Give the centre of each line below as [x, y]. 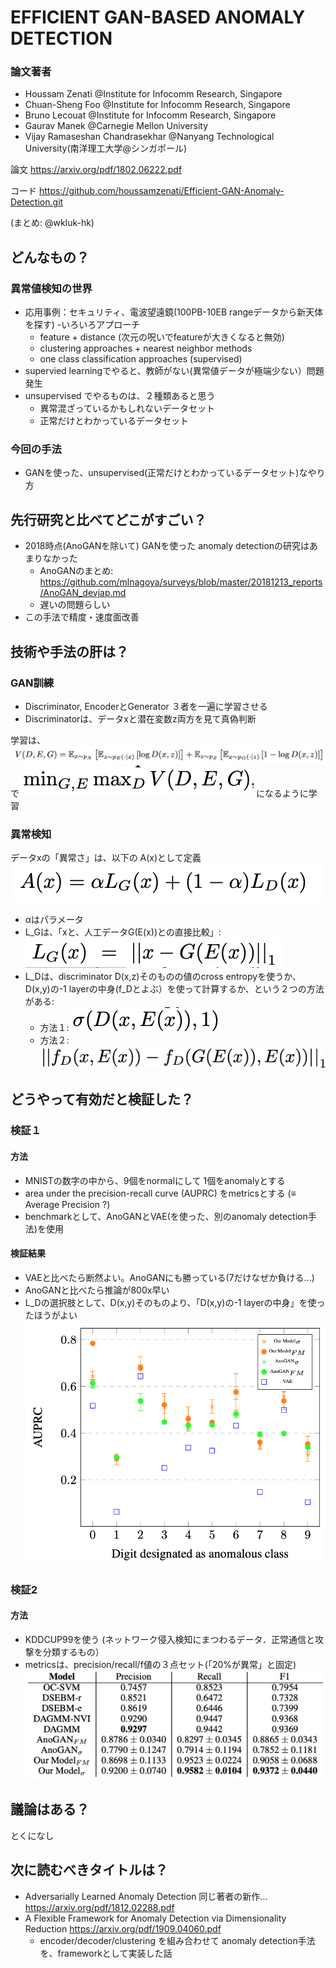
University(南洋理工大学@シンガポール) [106, 148]
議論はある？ [50, 1809]
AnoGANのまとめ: [76, 571]
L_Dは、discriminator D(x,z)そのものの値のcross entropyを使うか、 [163, 977]
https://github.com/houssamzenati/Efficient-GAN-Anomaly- [161, 191]
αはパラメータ [54, 920]
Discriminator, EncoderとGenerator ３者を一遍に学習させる [146, 706]
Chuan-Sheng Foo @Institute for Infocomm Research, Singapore [157, 105]
